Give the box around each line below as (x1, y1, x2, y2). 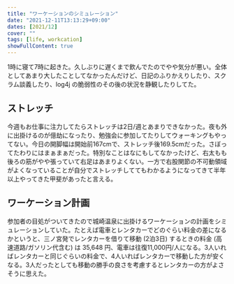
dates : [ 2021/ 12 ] (7, 23, 58, 30)
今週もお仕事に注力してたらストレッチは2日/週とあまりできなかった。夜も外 (7, 122, 228, 130)
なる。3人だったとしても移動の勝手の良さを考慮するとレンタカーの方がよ (7, 260, 219, 269)
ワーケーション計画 (7, 197, 90, 209)
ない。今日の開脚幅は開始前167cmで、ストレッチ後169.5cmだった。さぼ (13, 140, 221, 148)
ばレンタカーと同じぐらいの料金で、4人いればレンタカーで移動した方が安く (7, 252, 225, 260)
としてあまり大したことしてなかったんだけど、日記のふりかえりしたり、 (7, 71, 214, 80)
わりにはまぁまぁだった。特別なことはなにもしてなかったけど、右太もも (19, 148, 227, 157)
